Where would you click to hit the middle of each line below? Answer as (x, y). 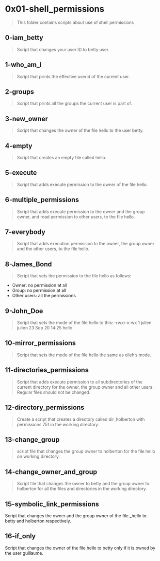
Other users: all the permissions (44, 296)
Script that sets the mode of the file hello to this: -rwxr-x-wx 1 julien (84, 323)
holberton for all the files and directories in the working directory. (82, 489)
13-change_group (32, 440)
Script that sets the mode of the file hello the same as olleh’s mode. (84, 355)
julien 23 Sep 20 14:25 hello (45, 328)
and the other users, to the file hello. (53, 249)
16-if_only (20, 536)
